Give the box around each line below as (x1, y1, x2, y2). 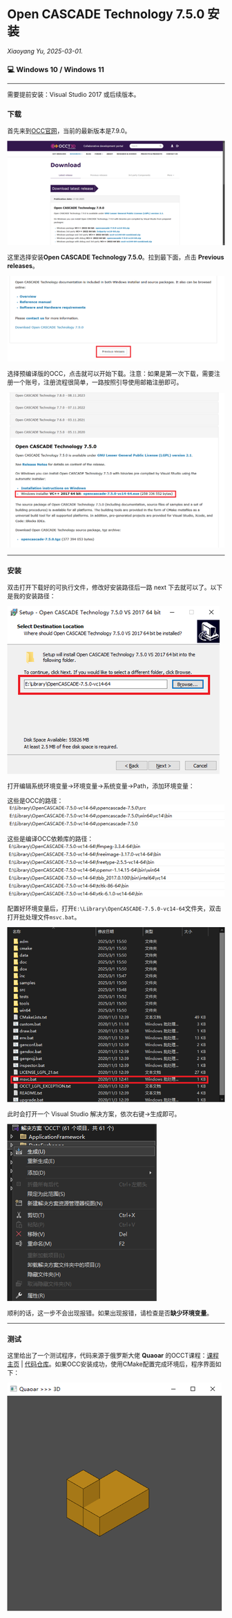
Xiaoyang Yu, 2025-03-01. (7, 46, 83, 55)
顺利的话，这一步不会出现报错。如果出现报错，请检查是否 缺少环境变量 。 (7, 1309, 213, 1317)
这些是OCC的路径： (7, 796, 64, 804)
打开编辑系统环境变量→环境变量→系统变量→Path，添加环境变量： (7, 782, 195, 790)
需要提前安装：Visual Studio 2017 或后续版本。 (7, 91, 140, 99)
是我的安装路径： (7, 591, 56, 600)
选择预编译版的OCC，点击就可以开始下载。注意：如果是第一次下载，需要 (7, 369, 215, 377)
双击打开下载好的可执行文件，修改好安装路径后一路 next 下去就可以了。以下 (7, 583, 223, 591)
